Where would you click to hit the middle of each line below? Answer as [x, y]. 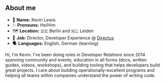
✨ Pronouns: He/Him [34, 25]
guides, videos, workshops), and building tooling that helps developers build [82, 65]
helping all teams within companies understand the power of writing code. [81, 75]
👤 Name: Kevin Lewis [34, 20]
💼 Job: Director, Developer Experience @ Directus [63, 38]
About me [20, 8]
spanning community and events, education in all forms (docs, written [76, 60]
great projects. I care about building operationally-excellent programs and [80, 70]
